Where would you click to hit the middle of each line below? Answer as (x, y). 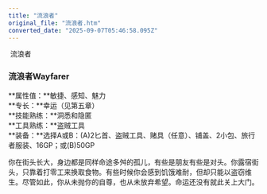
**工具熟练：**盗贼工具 (47, 125)
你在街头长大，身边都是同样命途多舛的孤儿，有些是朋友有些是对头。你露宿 (130, 162)
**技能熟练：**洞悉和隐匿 (50, 115)
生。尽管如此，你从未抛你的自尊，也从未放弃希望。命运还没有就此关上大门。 (133, 182)
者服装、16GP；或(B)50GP (52, 145)
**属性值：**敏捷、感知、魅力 (57, 95)
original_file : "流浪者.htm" (55, 23)
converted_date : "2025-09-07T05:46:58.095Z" (83, 30)
